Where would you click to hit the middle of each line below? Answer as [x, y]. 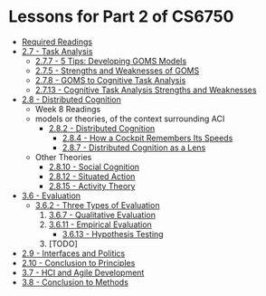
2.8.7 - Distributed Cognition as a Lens [134, 148]
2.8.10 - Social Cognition [94, 167]
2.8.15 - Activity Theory [92, 186]
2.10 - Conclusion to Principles [78, 263]
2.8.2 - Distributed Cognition [102, 128]
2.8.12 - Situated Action [92, 176]
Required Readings [57, 42]
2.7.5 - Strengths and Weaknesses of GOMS [117, 71]
